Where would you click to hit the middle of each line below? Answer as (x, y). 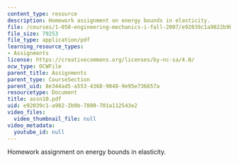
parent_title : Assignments (47, 73)
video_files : (27, 112)
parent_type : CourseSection (49, 79)
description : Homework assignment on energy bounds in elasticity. (109, 20)
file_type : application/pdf (49, 40)
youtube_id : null (39, 132)
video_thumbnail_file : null (55, 119)
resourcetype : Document (42, 92)
